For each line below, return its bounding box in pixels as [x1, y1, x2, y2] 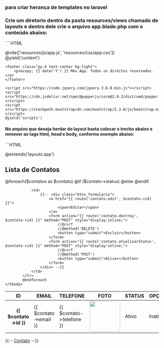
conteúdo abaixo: [5, 29, 48, 36]
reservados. [129, 69, 154, 74]
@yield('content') [5, 55, 40, 61]
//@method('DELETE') [57, 226, 99, 231]
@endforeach [22, 278, 47, 283]
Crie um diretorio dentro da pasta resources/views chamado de [5, 17, 159, 23]
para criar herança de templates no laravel [5, 4, 107, 11]
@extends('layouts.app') [5, 151, 55, 157]
